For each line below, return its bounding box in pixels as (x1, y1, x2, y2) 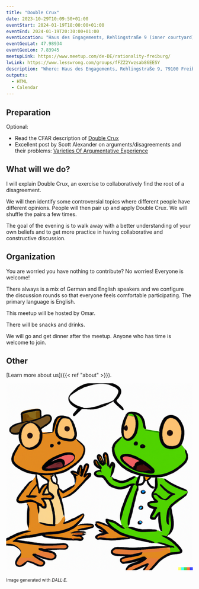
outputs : (6, 72, 28, 78)
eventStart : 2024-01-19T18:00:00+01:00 (6, 22, 105, 28)
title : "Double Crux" (6, 9, 60, 15)
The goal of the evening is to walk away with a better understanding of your (6, 222, 191, 229)
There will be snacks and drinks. (6, 321, 85, 328)
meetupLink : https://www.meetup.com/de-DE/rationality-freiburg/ (6, 53, 171, 59)
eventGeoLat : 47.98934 (6, 41, 62, 47)
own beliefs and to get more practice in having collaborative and (6, 228, 163, 235)
